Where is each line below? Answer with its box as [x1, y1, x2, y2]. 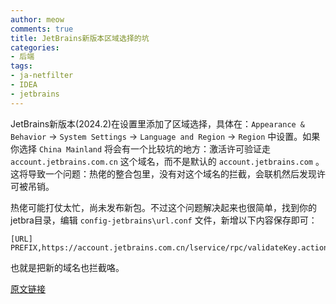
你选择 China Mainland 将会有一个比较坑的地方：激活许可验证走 [10, 142, 272, 155]
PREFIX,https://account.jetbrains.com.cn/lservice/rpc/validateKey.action [10, 242, 329, 253]
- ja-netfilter [10, 71, 74, 81]
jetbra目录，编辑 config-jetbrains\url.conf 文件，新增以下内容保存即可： [10, 214, 318, 226]
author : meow [10, 14, 65, 25]
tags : [10, 61, 33, 71]
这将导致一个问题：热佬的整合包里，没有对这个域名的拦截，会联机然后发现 [10, 167, 317, 180]
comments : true [10, 24, 74, 34]
